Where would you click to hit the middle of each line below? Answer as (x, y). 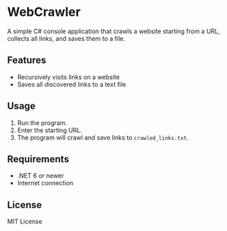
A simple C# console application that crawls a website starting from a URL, (113, 31)
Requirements (38, 159)
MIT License (25, 221)
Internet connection (45, 183)
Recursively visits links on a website (68, 77)
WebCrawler (44, 12)
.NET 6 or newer (40, 176)
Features (27, 61)
